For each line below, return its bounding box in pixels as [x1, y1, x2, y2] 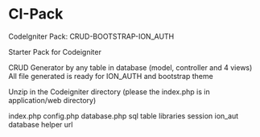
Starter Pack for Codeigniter [8, 47, 102, 56]
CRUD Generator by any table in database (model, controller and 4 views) [8, 62, 253, 73]
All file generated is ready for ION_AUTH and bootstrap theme [8, 71, 213, 81]
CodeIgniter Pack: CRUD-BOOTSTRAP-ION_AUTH [8, 31, 175, 41]
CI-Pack [8, 5, 64, 23]
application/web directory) [8, 95, 97, 105]
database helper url [8, 119, 73, 129]
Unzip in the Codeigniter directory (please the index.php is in [8, 86, 211, 97]
